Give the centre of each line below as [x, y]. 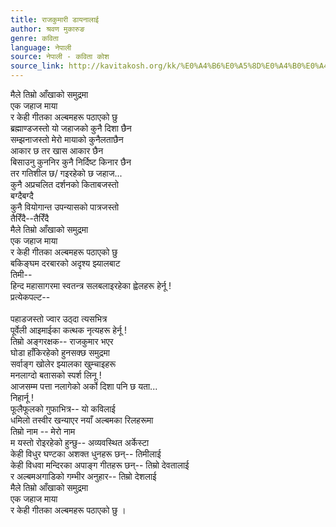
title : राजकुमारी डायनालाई [55, 19]
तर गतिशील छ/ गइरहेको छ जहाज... [66, 173]
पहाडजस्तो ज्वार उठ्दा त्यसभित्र [59, 319]
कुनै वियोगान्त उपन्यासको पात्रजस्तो [65, 207]
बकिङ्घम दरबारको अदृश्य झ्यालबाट [65, 263]
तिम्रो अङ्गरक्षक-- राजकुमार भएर [62, 341]
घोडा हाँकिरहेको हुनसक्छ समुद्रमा [60, 352]
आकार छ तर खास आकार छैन [57, 150]
